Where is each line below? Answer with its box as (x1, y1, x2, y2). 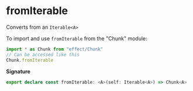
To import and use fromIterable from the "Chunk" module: (6, 35, 147, 42)
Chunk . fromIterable (6, 57, 54, 63)
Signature (6, 68, 31, 75)
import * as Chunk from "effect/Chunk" (6, 46, 104, 52)
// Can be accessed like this (6, 52, 80, 58)
